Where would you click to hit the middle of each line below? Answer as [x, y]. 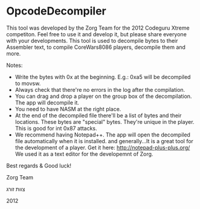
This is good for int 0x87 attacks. [56, 128]
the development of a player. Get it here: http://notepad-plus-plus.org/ [102, 147]
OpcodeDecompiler [56, 11]
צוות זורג [16, 189]
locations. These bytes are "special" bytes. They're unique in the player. [105, 121]
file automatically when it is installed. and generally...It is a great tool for [104, 141]
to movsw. [28, 83]
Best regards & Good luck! [39, 166]
